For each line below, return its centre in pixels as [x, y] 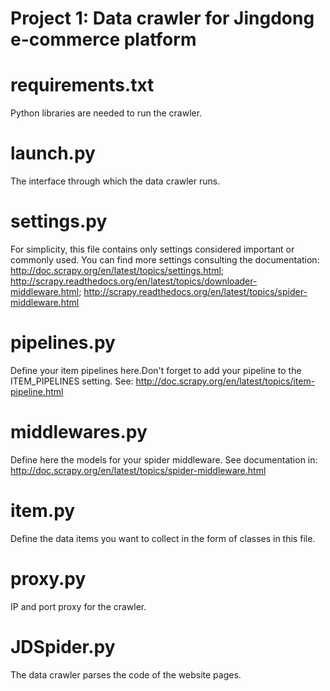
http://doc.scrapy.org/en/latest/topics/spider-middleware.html [138, 470]
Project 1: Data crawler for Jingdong [162, 18]
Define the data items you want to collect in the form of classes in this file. [163, 538]
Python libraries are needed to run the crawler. [106, 113]
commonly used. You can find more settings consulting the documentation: [165, 260]
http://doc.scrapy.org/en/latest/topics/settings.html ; [117, 270]
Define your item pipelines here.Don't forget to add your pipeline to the [156, 370]
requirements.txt [82, 85]
